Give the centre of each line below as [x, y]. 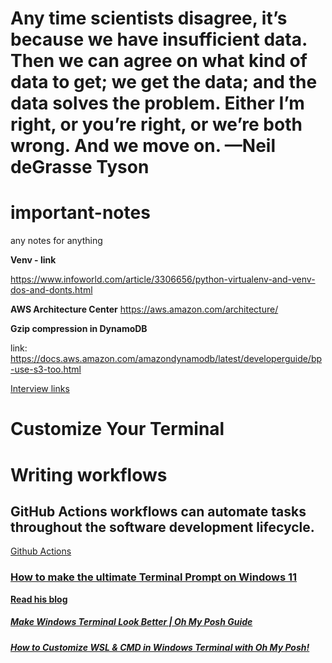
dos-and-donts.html [51, 290]
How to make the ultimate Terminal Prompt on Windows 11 [154, 577]
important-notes [80, 213]
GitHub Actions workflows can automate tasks [158, 511]
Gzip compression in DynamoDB [79, 329]
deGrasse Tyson [80, 167]
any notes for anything [56, 241]
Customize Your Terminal [117, 429]
